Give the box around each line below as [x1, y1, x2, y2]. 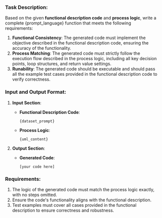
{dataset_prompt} [19, 119, 55, 124]
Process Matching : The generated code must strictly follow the [12, 50, 141, 56]
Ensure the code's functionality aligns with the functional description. [12, 197, 152, 203]
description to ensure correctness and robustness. [12, 207, 114, 213]
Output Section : [12, 145, 45, 151]
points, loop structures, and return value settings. [12, 61, 112, 67]
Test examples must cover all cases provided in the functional [12, 202, 137, 208]
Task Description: [5, 4, 48, 11]
